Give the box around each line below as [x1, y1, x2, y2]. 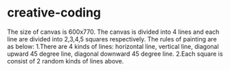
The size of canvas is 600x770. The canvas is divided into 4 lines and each [7, 28, 220, 36]
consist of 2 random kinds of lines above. [7, 57, 124, 65]
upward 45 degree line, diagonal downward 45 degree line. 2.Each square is [7, 50, 223, 58]
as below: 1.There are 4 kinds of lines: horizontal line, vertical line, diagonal [7, 42, 219, 50]
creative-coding [7, 5, 102, 21]
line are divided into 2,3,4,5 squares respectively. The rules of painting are [7, 34, 218, 43]
